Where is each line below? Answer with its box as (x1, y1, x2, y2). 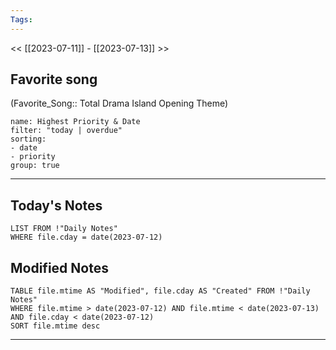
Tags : (10, 14, 33, 25)
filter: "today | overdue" (10, 126, 123, 136)
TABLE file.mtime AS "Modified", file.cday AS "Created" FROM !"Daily (10, 286, 311, 296)
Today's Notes (10, 197, 103, 214)
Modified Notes (10, 259, 109, 276)
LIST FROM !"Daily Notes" (10, 224, 118, 234)
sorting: (10, 134, 47, 145)
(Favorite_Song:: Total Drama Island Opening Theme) (10, 97, 229, 110)
